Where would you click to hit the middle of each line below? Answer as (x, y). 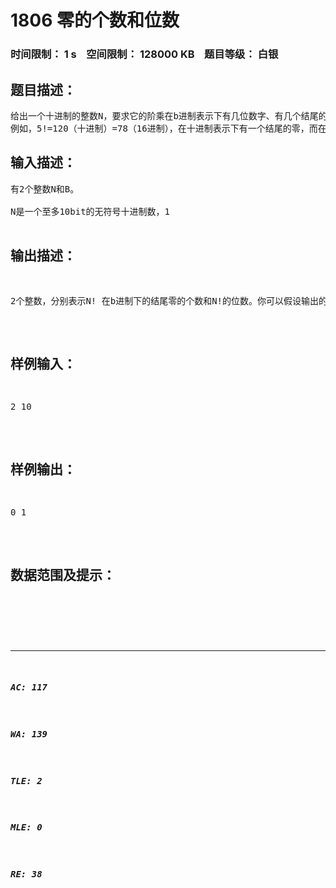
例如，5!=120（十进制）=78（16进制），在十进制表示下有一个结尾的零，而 (164, 128)
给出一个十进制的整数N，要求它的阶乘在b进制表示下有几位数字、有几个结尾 (164, 115)
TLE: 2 (26, 780)
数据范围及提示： (63, 575)
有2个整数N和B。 (45, 189)
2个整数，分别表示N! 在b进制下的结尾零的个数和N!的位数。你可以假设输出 (164, 300)
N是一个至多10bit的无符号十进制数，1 (90, 211)
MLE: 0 (26, 827)
